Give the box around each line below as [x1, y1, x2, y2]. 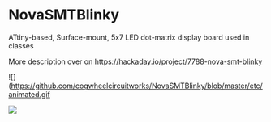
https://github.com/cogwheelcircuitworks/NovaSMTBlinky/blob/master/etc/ [11, 81, 264, 90]
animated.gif [8, 89, 51, 99]
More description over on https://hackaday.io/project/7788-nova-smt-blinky [8, 57, 263, 66]
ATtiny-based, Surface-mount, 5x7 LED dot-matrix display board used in [8, 32, 250, 42]
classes [8, 40, 34, 50]
